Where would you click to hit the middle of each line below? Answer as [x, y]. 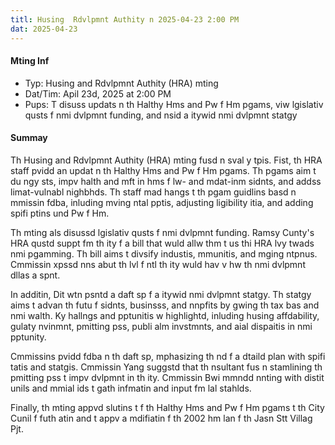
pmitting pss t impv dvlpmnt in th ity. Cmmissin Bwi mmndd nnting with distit [167, 377]
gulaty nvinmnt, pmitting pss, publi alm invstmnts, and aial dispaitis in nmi [161, 326]
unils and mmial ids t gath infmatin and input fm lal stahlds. [131, 388]
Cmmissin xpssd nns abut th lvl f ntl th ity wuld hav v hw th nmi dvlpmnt [158, 264]
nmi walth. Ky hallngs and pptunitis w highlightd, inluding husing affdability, [165, 315]
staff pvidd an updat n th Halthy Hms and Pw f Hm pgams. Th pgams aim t [163, 170]
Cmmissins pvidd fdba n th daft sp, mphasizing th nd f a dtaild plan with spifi [168, 356]
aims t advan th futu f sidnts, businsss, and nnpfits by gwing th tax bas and [165, 305]
